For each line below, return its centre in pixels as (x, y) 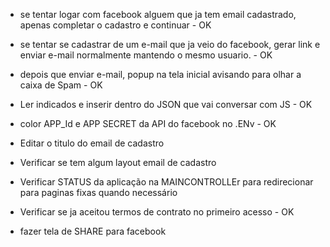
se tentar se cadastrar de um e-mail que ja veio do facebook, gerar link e (170, 44)
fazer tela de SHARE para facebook (93, 231)
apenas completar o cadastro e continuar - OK (115, 25)
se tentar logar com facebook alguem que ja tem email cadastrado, (158, 14)
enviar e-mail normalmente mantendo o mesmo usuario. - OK (146, 55)
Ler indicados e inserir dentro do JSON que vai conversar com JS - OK (166, 104)
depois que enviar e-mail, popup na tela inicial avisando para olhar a (160, 74)
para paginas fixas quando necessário (98, 192)
